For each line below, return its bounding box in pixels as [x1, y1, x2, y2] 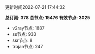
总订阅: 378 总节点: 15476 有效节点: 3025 [5, 15, 90, 21]
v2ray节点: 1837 [12, 25, 45, 31]
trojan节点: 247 [12, 44, 43, 49]
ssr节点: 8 [12, 37, 33, 43]
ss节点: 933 [12, 31, 36, 37]
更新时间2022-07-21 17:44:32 [5, 4, 65, 10]
